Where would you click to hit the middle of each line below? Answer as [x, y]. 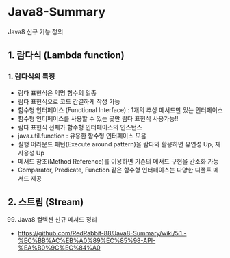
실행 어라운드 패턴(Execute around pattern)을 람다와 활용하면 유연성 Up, [115, 144]
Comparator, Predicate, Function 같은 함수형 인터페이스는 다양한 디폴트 [114, 170]
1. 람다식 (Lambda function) [66, 55]
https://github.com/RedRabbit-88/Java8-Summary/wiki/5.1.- [102, 233]
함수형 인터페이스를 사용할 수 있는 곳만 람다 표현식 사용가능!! [98, 118]
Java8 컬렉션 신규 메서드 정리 [57, 220]
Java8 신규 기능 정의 [36, 31]
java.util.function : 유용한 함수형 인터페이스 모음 [82, 136]
